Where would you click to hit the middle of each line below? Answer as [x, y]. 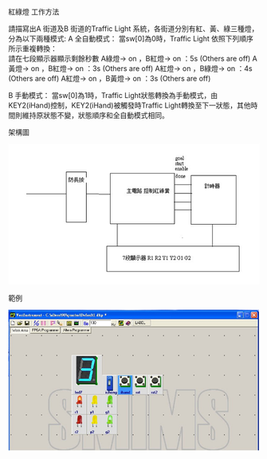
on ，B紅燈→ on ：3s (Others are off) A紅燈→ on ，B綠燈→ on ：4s [141, 69]
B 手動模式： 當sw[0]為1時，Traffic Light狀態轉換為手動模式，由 [113, 95]
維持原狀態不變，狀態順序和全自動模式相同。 [95, 115]
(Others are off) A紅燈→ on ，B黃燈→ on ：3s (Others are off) [110, 78]
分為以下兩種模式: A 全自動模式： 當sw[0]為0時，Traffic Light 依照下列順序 [131, 39]
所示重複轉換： [33, 49]
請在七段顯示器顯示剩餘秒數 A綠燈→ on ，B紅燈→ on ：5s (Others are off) [130, 59]
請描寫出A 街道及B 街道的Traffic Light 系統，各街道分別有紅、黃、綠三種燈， [133, 29]
